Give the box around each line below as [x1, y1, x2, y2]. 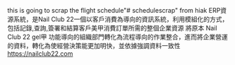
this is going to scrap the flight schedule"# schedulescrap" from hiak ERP [7, 6, 221, 14]
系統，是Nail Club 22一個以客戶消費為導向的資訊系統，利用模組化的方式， [13, 15, 229, 23]
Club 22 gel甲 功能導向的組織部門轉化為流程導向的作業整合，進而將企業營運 [7, 32, 228, 41]
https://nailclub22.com [7, 49, 73, 58]
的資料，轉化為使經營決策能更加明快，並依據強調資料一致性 [7, 42, 181, 49]
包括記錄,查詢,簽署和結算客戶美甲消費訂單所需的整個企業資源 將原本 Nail [7, 24, 217, 32]
